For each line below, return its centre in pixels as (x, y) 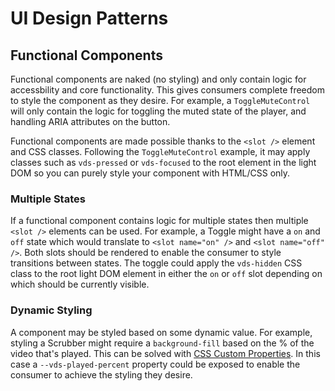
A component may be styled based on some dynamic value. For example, (161, 332)
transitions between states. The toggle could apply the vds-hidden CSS (156, 263)
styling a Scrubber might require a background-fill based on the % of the (162, 343)
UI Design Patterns (89, 18)
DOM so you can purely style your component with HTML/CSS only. (150, 173)
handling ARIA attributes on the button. (90, 121)
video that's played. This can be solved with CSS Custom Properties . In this (165, 353)
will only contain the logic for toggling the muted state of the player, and (158, 111)
